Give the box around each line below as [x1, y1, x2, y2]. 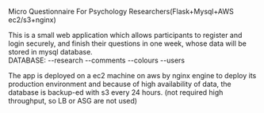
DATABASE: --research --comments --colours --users [8, 55, 185, 65]
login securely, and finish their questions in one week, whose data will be [8, 39, 247, 48]
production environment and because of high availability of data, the [8, 79, 231, 89]
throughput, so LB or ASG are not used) [8, 96, 137, 105]
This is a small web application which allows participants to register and [8, 31, 243, 40]
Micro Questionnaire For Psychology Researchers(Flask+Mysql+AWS [8, 7, 234, 16]
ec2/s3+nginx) [8, 15, 57, 24]
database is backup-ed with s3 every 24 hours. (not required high [8, 88, 224, 97]
